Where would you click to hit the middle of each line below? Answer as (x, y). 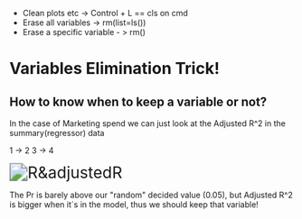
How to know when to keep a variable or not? (138, 101)
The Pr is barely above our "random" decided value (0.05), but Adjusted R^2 (151, 195)
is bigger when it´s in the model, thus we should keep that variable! (134, 205)
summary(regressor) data (57, 133)
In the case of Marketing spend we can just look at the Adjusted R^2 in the (148, 123)
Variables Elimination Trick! (114, 69)
